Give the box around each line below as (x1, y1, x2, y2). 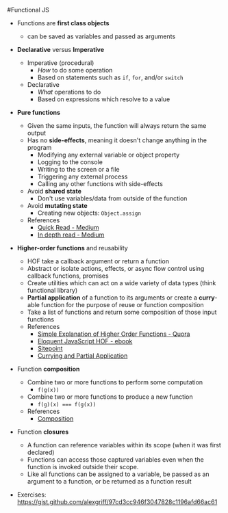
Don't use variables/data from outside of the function (37, 194, 188, 202)
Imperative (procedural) (27, 59, 94, 67)
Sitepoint (37, 345, 63, 352)
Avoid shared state (27, 187, 82, 195)
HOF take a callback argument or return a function (27, 257, 170, 265)
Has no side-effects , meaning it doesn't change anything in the (27, 136, 207, 144)
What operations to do (37, 88, 101, 96)
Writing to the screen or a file (37, 166, 120, 173)
